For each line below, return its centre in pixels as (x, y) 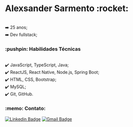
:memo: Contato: (25, 109)
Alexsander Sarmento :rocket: (67, 8)
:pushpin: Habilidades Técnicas (43, 49)
